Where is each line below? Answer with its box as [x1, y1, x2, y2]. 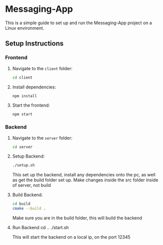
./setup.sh [12, 163, 35, 168]
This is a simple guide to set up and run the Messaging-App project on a [5, 20, 152, 26]
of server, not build [12, 182, 51, 188]
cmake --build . [12, 206, 46, 211]
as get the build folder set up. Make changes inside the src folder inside [12, 177, 159, 183]
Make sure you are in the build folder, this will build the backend [12, 215, 142, 221]
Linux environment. [5, 25, 44, 31]
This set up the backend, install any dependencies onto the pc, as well [12, 172, 156, 178]
